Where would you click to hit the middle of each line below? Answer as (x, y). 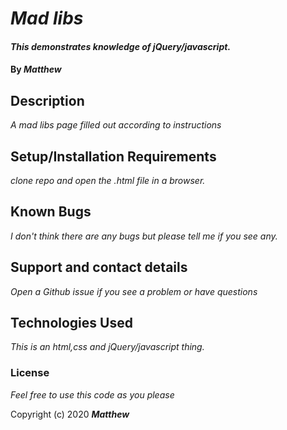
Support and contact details (99, 267)
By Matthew (36, 69)
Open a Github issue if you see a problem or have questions (134, 291)
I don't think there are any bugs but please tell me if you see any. (144, 236)
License (30, 373)
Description (47, 100)
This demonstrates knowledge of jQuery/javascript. (121, 46)
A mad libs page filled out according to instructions (116, 125)
